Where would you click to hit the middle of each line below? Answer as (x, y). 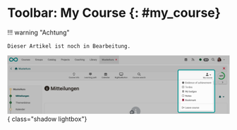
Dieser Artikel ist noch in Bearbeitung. (69, 46)
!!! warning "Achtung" (38, 32)
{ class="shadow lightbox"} (47, 119)
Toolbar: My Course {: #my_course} (114, 13)
